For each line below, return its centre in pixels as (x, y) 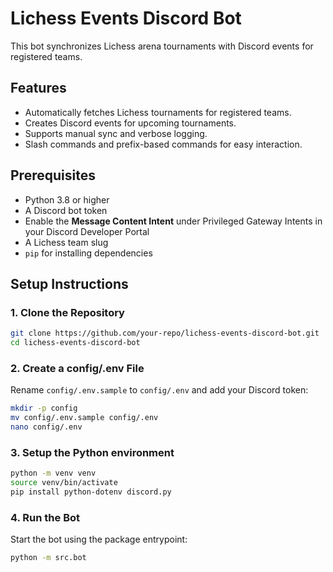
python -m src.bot (48, 558)
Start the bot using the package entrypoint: (99, 539)
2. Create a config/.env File (77, 368)
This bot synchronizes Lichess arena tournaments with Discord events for (162, 46)
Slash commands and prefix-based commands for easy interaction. (163, 144)
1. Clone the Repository (67, 312)
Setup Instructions (69, 283)
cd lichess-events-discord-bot (75, 343)
